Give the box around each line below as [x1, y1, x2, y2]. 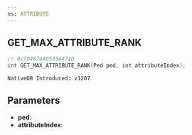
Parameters [7, 94, 60, 107]
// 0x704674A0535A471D [7, 55, 75, 63]
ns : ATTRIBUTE [7, 10, 50, 18]
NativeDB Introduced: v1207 [7, 75, 91, 82]
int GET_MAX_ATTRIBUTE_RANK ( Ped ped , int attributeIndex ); [7, 62, 186, 70]
